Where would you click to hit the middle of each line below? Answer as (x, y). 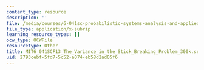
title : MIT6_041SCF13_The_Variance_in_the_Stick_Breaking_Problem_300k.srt (104, 52)
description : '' (27, 18)
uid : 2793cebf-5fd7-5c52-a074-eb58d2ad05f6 (62, 57)
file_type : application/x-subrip (49, 29)
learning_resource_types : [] (43, 35)
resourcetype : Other (32, 46)
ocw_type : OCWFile (29, 40)
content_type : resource (36, 12)
